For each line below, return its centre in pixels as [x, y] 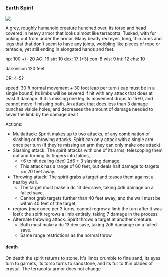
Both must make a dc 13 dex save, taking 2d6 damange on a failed [88, 225]
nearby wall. [25, 182]
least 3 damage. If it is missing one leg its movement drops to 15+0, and [79, 99]
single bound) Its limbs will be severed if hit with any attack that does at [79, 93]
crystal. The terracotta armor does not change [53, 269]
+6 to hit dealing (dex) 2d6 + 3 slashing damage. [70, 161]
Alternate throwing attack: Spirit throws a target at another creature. [82, 219]
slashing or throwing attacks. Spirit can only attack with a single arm [83, 140]
